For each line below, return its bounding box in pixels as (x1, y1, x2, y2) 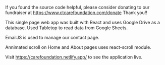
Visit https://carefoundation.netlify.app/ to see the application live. (5, 54, 143, 60)
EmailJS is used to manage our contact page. (5, 35, 99, 40)
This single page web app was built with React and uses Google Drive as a (5, 20, 160, 25)
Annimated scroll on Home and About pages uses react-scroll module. (5, 44, 151, 50)
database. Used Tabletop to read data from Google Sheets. (5, 25, 128, 31)
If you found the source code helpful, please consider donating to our (5, 5, 150, 10)
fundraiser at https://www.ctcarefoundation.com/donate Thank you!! (5, 10, 148, 16)
